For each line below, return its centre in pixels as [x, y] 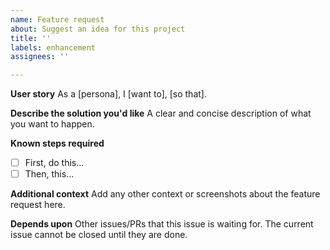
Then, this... [49, 174]
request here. [38, 205]
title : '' [31, 38]
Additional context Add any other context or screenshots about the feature [165, 194]
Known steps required [57, 143]
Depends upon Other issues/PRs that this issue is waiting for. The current [162, 224]
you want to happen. [52, 124]
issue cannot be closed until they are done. [99, 235]
